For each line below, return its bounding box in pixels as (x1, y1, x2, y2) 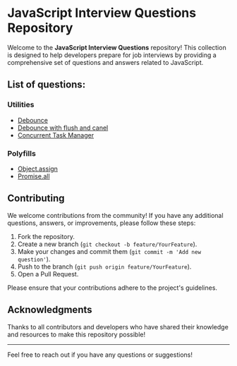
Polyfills (7, 148, 37, 158)
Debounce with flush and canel (17, 123, 109, 132)
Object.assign (17, 164, 59, 173)
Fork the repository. (17, 232, 75, 240)
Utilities (7, 100, 35, 110)
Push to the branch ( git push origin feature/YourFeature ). (17, 262, 192, 271)
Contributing (7, 193, 65, 205)
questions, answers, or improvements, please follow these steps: (7, 219, 196, 227)
